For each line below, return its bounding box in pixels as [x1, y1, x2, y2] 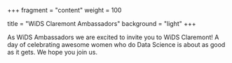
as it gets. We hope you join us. [7, 48, 98, 56]
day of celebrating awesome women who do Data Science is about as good [7, 41, 226, 48]
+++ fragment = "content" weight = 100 [7, 6, 122, 14]
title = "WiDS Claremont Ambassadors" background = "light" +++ [7, 20, 196, 27]
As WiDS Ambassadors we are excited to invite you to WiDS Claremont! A [7, 33, 219, 41]
